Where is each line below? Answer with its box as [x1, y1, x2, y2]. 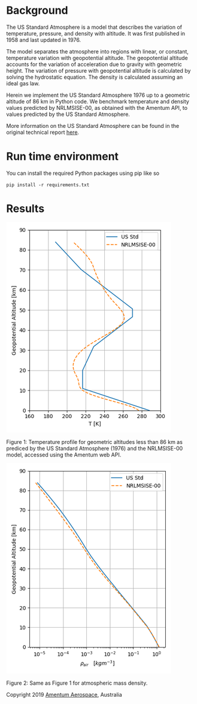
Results [6, 202, 45, 216]
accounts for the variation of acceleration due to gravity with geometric [6, 61, 183, 68]
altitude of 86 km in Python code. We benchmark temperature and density [6, 97, 190, 105]
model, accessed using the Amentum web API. [6, 451, 122, 458]
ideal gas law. [6, 79, 40, 87]
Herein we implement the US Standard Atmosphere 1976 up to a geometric [6, 91, 190, 99]
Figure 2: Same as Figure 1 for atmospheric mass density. [6, 679, 148, 687]
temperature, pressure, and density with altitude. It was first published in [6, 29, 186, 37]
